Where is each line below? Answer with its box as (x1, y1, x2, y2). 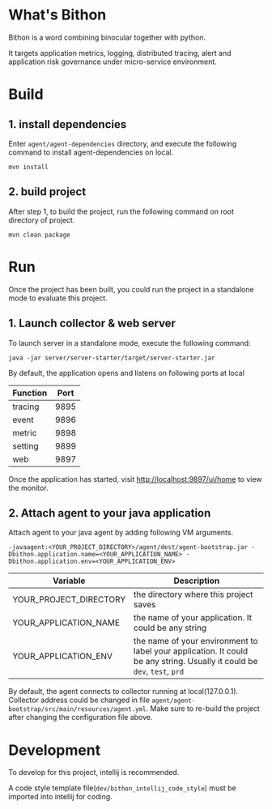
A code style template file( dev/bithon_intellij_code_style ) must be (8, 783, 236, 793)
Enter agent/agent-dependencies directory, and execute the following (8, 138, 237, 148)
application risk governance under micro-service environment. (8, 57, 217, 66)
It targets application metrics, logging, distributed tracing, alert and (8, 48, 232, 57)
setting (12, 440, 39, 451)
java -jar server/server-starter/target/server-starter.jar (8, 354, 216, 362)
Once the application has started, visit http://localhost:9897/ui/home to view (8, 474, 262, 483)
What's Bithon (8, 6, 107, 24)
